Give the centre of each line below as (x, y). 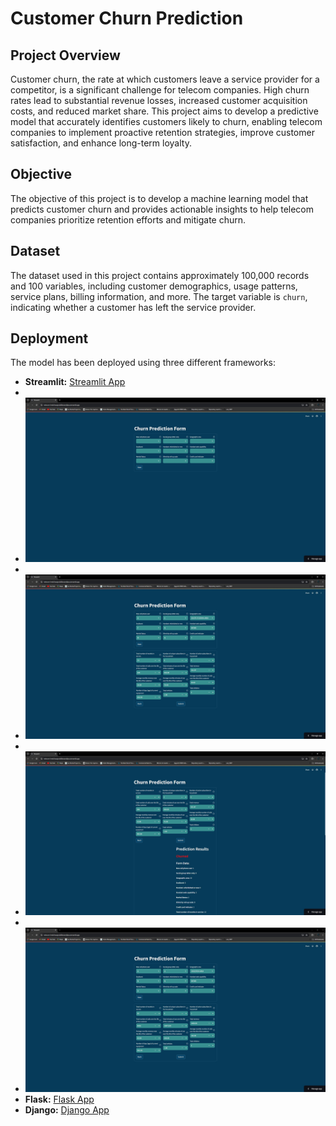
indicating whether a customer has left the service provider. (133, 307)
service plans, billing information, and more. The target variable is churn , (159, 296)
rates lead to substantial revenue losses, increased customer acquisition (159, 100)
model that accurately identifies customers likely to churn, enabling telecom (166, 121)
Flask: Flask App (59, 1099)
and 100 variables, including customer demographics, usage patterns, (154, 286)
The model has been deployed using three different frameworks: (143, 363)
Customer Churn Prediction (127, 18)
